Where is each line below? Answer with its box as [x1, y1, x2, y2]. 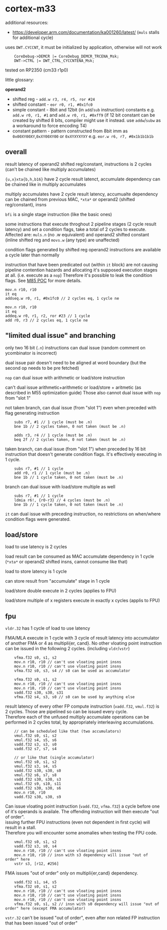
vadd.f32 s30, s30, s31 [14, 690, 64, 695]
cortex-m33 [5, 3, 56, 14]
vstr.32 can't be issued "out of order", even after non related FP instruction [5, 915, 161, 921]
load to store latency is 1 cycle [5, 568, 67, 575]
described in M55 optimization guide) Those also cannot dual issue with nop [5, 389, 161, 395]
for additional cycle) [12, 34, 54, 40]
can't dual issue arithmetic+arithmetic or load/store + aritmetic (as [5, 384, 142, 390]
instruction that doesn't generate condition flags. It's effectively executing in [5, 451, 162, 457]
